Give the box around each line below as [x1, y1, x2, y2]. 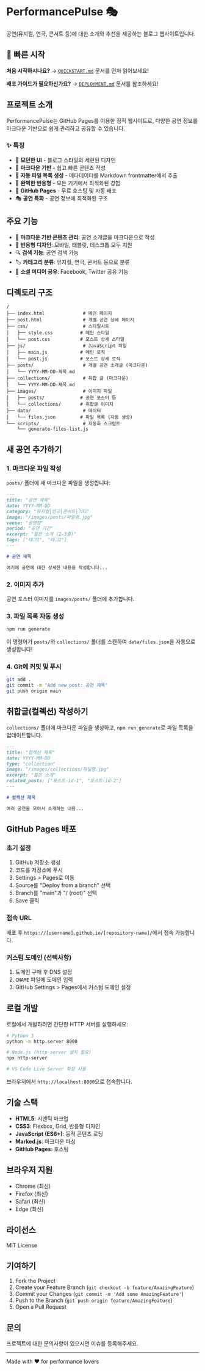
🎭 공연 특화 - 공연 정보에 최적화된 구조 [15, 194, 109, 202]
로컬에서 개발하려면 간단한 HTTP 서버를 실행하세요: [6, 1020, 128, 1028]
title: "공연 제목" [6, 497, 51, 503]
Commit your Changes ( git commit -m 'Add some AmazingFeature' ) [15, 1290, 184, 1298]
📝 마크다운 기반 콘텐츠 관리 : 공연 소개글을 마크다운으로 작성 [15, 233, 155, 241]
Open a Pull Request [15, 1303, 67, 1311]
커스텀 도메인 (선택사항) [6, 953, 72, 962]
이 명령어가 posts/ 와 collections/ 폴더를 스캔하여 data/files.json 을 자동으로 [6, 638, 196, 645]
